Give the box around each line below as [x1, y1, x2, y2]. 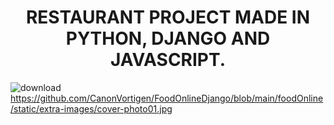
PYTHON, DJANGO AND [65, 27, 271, 50]
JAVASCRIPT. [109, 49, 227, 71]
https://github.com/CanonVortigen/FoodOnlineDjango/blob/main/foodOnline [10, 92, 324, 104]
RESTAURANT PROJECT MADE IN [25, 6, 311, 29]
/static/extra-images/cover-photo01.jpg [10, 102, 173, 115]
